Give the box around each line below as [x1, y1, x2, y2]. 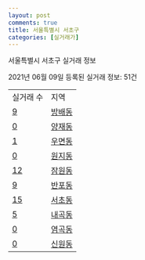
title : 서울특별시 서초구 [8, 26, 80, 34]
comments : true [8, 19, 58, 27]
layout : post [8, 11, 51, 20]
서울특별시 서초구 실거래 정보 [8, 56, 96, 65]
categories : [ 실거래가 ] [8, 33, 80, 42]
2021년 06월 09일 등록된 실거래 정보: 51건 [8, 72, 137, 82]
